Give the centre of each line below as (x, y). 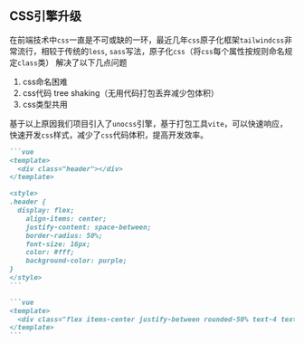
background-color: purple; (76, 261)
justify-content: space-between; (89, 227)
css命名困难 (45, 81)
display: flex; (46, 211)
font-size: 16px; (58, 244)
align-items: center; (66, 219)
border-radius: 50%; (64, 235)
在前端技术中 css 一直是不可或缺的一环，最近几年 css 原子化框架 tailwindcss (147, 40)
